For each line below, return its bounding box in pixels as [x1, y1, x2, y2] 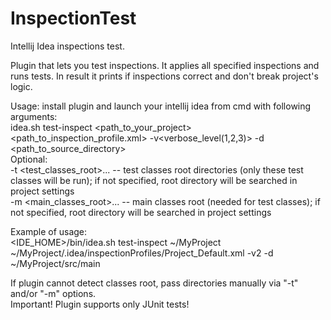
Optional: [10, 153, 48, 165]
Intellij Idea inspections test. [10, 40, 125, 52]
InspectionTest [10, 7, 137, 30]
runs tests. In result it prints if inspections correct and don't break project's [10, 70, 319, 82]
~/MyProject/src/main [10, 257, 101, 269]
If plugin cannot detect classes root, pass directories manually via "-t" [10, 277, 299, 289]
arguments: [10, 110, 58, 122]
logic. [10, 80, 33, 92]
